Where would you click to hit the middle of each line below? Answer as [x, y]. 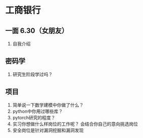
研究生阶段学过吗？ [33, 74]
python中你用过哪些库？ [38, 111]
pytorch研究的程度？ [34, 117]
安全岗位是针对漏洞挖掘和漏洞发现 [48, 130]
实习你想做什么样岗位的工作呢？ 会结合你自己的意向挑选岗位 [75, 124]
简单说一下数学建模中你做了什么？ [48, 105]
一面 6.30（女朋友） [37, 31]
